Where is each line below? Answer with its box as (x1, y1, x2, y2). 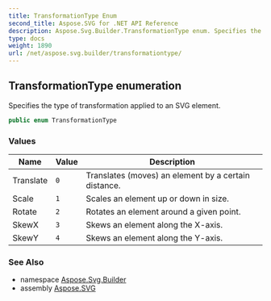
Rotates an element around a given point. (85, 206, 241, 217)
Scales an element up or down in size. (85, 193, 230, 204)
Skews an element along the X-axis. (85, 219, 223, 230)
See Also (8, 256, 44, 267)
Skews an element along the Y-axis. (85, 232, 223, 243)
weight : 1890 (8, 42, 52, 50)
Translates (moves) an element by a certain (85, 169, 250, 181)
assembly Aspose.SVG (19, 283, 96, 293)
